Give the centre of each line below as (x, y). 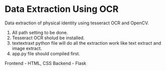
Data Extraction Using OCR (62, 9)
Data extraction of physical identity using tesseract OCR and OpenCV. (77, 23)
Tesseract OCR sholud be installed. (48, 38)
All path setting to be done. (40, 32)
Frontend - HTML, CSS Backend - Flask (45, 63)
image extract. (27, 48)
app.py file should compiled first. (46, 54)
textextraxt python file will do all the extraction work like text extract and (87, 43)
